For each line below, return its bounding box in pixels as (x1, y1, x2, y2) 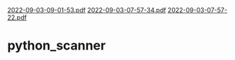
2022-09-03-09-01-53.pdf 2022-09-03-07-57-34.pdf (7, 6, 166, 14)
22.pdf (7, 13, 27, 22)
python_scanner (7, 38, 106, 54)
